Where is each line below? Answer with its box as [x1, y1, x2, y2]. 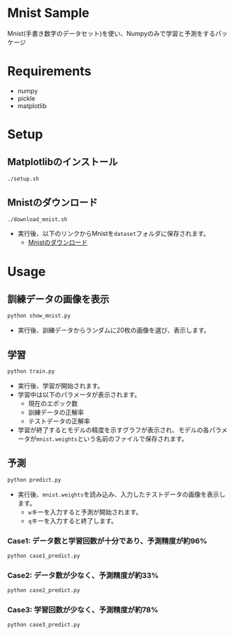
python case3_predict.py [7, 622, 80, 629]
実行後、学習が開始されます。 [17, 381, 104, 390]
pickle [17, 94, 35, 102]
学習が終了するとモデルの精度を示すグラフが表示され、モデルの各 [17, 426, 209, 434]
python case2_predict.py [7, 587, 80, 594]
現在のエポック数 [27, 399, 78, 408]
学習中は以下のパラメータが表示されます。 [17, 391, 141, 398]
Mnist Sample [7, 5, 90, 21]
